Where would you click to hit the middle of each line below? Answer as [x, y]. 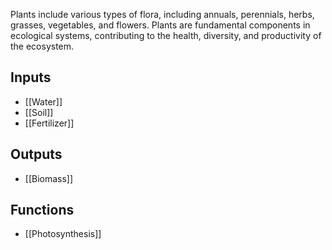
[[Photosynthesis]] [63, 234]
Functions [42, 210]
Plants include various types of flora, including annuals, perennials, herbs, [162, 14]
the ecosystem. [42, 46]
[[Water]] [43, 101]
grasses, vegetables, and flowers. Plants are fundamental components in [160, 25]
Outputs [36, 154]
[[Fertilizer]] [49, 123]
